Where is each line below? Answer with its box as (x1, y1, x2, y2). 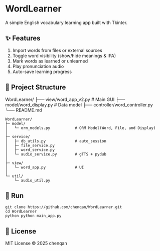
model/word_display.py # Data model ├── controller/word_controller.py (5, 101, 153, 107)
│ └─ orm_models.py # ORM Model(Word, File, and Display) (5, 125, 156, 130)
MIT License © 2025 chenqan (5, 240, 67, 246)
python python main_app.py (5, 213, 62, 218)
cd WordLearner (5, 209, 37, 214)
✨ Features (5, 34, 41, 42)
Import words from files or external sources (12, 47, 103, 53)
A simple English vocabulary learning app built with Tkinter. (5, 19, 128, 25)
